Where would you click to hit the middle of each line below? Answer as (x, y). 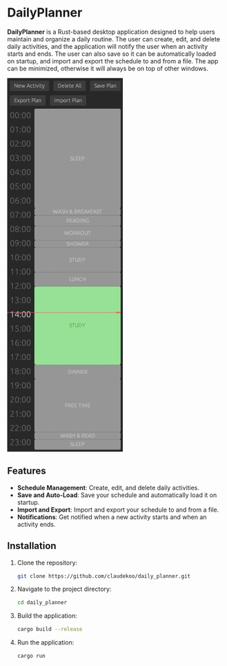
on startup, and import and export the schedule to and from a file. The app (113, 61)
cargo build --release (50, 629)
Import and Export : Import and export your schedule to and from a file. (118, 509)
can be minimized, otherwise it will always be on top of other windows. (108, 68)
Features (27, 471)
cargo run (31, 656)
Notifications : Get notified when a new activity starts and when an (112, 517)
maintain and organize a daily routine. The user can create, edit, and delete (114, 39)
